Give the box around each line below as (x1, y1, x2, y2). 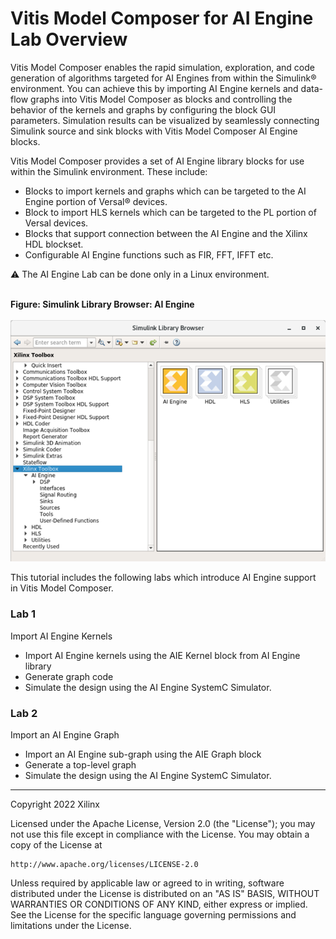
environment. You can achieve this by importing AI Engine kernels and (10, 82, 299, 94)
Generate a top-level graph (24, 758, 137, 771)
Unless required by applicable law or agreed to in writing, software (10, 877, 285, 889)
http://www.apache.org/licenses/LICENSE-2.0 (10, 859, 199, 869)
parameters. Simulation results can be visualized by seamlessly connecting (10, 114, 320, 126)
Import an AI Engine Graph (10, 728, 120, 741)
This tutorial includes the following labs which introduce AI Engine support (10, 572, 317, 584)
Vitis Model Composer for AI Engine (10, 7, 314, 30)
